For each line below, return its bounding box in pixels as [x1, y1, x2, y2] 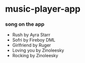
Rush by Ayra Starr [12, 32, 51, 38]
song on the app [5, 21, 45, 28]
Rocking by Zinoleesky [12, 53, 58, 59]
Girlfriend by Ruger [12, 42, 51, 48]
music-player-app [5, 3, 81, 15]
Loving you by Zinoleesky [12, 47, 64, 53]
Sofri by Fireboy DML [12, 37, 56, 43]
